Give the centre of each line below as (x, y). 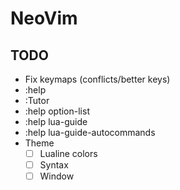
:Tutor (37, 100)
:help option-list (57, 111)
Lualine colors (68, 153)
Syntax (54, 165)
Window (57, 176)
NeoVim (44, 18)
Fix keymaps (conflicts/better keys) (97, 79)
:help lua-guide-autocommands (90, 132)
